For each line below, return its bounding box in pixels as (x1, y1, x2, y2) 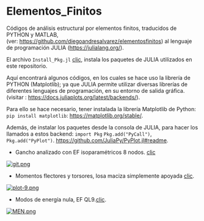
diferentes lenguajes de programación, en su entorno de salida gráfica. (6, 87, 185, 94)
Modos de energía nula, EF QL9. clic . (15, 195, 107, 203)
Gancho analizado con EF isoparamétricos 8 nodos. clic (15, 148, 156, 156)
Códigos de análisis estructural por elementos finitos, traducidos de (6, 24, 177, 32)
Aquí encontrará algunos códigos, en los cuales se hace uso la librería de (6, 74, 191, 81)
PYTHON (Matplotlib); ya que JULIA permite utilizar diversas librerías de (6, 81, 188, 88)
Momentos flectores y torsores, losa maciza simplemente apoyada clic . (15, 172, 194, 179)
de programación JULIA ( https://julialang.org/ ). (6, 44, 124, 51)
